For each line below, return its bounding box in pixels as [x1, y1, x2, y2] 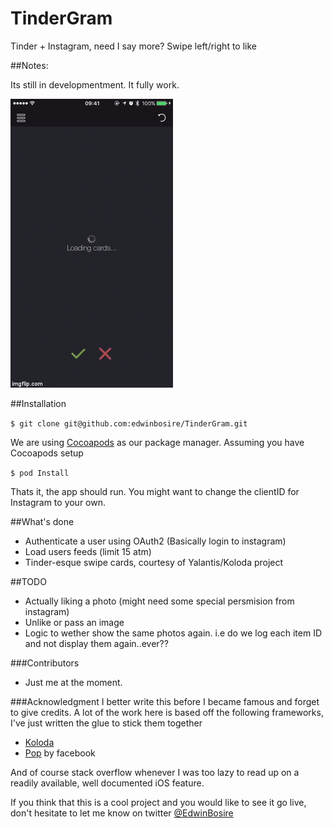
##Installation [10, 397, 67, 409]
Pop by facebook [24, 747, 96, 759]
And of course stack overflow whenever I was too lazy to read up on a [10, 766, 300, 778]
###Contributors [10, 657, 80, 669]
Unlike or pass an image [24, 616, 125, 628]
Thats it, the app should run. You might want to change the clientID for [10, 485, 300, 497]
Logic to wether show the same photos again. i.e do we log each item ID [24, 627, 322, 639]
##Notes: [10, 59, 49, 71]
